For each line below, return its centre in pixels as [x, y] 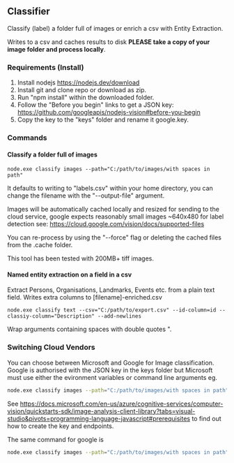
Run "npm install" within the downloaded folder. [86, 98]
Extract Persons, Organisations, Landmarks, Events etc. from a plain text [111, 290]
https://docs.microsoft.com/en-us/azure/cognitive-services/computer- [122, 404]
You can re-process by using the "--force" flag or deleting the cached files [114, 237]
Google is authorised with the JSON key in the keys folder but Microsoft [110, 370]
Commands [27, 138]
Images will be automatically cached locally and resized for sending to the [113, 210]
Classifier [29, 12]
